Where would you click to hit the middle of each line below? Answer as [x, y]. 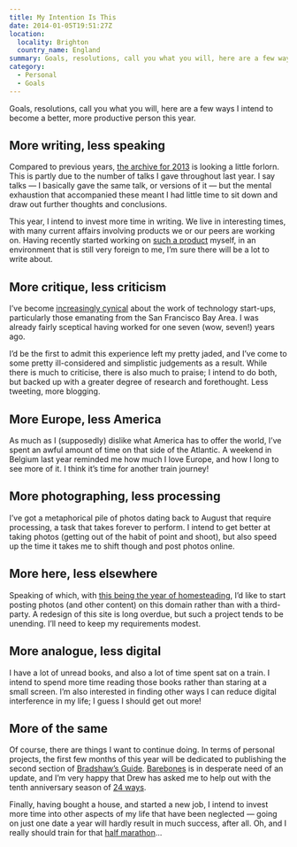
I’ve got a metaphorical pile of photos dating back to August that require [141, 518]
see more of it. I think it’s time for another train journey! [109, 469]
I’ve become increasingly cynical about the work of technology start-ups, [143, 308]
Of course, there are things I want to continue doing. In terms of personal [142, 750]
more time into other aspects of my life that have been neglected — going [143, 814]
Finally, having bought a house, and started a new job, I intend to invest [139, 805]
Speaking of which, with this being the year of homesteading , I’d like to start [147, 595]
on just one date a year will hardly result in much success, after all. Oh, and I [148, 823]
